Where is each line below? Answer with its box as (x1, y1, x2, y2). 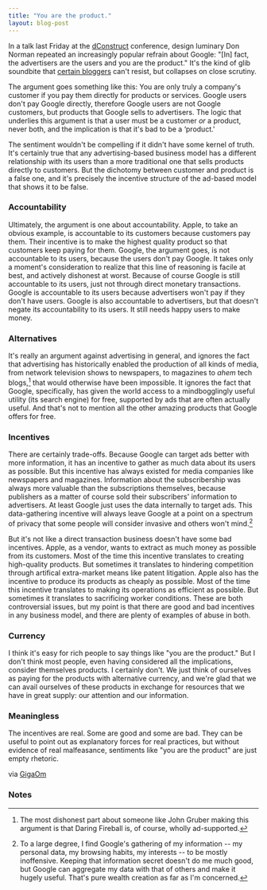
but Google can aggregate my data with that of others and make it (19, 864, 236, 873)
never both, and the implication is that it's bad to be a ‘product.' (8, 124, 216, 134)
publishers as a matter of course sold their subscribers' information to (8, 492, 238, 502)
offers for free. (8, 411, 56, 421)
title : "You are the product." (8, 11, 112, 20)
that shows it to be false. (8, 182, 89, 191)
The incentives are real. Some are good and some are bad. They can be (8, 728, 243, 738)
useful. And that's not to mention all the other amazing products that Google (8, 403, 257, 413)
